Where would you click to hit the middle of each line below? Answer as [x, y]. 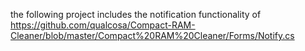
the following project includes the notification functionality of [136, 14]
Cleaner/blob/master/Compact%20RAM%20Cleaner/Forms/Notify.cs [152, 35]
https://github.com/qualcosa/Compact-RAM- [103, 25]
